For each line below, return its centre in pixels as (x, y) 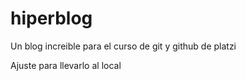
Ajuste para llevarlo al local (66, 65)
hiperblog (51, 18)
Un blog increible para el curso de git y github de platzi (123, 46)
